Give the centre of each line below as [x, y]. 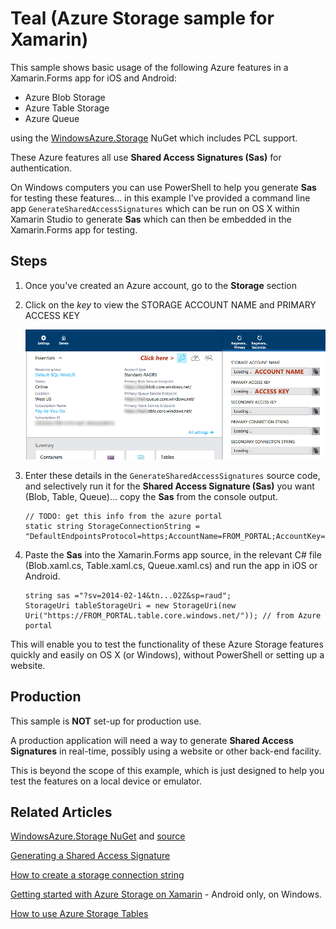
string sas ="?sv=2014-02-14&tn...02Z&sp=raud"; [128, 595]
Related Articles [61, 812]
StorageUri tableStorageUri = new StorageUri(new [130, 605]
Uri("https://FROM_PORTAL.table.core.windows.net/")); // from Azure [173, 615]
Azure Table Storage [67, 108]
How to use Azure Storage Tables [79, 914]
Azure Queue [52, 118]
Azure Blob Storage [65, 97]
